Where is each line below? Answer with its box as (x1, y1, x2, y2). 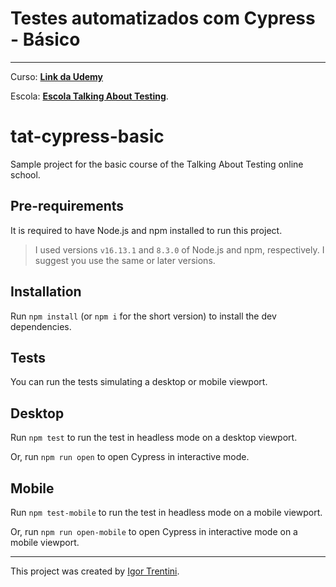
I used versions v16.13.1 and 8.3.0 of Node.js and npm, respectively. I (34, 243, 325, 256)
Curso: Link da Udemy (10, 70, 104, 82)
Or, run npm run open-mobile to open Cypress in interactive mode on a (10, 525, 298, 537)
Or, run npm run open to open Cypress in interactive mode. (10, 451, 250, 463)
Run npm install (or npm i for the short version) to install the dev (10, 310, 277, 322)
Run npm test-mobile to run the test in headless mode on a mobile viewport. (10, 506, 323, 518)
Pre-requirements (10, 198, 125, 215)
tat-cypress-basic (10, 125, 165, 148)
